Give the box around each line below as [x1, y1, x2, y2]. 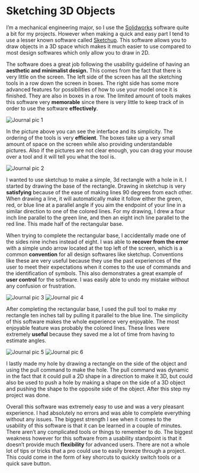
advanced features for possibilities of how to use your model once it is [6, 86, 178, 93]
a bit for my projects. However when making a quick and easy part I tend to [6, 30, 190, 37]
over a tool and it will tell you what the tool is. [6, 153, 116, 160]
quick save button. [6, 459, 52, 467]
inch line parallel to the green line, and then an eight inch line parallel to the [6, 214, 190, 221]
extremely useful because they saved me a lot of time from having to [6, 330, 175, 338]
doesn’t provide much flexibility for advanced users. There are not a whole [6, 441, 190, 448]
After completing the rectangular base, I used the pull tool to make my [6, 305, 176, 313]
